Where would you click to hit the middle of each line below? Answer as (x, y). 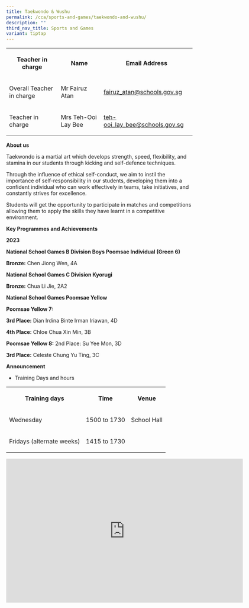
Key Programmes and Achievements (52, 229)
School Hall (147, 420)
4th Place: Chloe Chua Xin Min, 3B (49, 332)
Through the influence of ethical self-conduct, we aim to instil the (86, 175)
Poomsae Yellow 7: (30, 309)
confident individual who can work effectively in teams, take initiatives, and (98, 187)
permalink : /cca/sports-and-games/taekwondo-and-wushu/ (76, 17)
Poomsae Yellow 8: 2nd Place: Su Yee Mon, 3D (64, 343)
